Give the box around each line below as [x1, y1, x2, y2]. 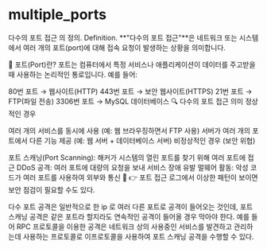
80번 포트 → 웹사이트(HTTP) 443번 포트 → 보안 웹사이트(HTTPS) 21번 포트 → [8, 86, 253, 96]
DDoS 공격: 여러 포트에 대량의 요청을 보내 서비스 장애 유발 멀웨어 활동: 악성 [16, 162, 249, 172]
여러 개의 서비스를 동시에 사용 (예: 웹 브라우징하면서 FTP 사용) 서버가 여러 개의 [8, 126, 251, 135]
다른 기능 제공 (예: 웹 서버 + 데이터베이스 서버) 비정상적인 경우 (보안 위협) [29, 135, 256, 145]
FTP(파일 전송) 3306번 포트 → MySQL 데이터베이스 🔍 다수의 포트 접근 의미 [8, 96, 244, 106]
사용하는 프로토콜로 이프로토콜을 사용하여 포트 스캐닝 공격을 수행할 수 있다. [22, 231, 254, 241]
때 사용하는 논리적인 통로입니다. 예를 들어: [8, 69, 137, 79]
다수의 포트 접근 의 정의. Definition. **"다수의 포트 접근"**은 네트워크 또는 [8, 33, 238, 42]
